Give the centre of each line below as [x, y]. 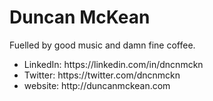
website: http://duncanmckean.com [97, 85]
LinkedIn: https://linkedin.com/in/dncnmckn [113, 64]
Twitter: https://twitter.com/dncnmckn [102, 75]
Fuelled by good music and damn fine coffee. [102, 45]
